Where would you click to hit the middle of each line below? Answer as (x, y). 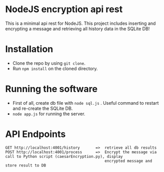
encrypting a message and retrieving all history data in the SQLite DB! (77, 28)
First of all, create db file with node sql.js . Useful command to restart (86, 103)
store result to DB (26, 165)
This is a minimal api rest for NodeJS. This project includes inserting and (80, 23)
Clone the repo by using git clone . (49, 63)
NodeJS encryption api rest (64, 9)
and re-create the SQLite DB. (43, 108)
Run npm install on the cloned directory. (55, 68)
